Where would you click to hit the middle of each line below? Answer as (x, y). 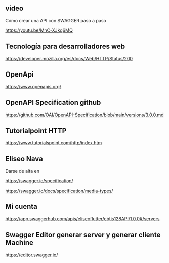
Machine (19, 243)
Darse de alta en (22, 171)
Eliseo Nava (24, 159)
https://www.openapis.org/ (33, 87)
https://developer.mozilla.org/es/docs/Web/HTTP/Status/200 (69, 58)
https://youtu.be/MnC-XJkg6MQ (39, 30)
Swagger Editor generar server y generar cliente (83, 235)
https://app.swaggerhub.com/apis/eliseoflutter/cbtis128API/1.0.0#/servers (82, 219)
